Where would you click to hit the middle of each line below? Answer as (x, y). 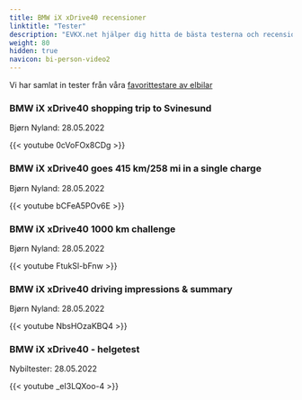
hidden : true (34, 51)
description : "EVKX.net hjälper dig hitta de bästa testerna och (134, 34)
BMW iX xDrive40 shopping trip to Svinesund (111, 108)
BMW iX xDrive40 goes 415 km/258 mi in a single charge (136, 169)
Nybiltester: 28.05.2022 (53, 369)
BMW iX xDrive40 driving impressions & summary (121, 289)
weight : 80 (30, 43)
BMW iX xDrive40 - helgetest (75, 350)
